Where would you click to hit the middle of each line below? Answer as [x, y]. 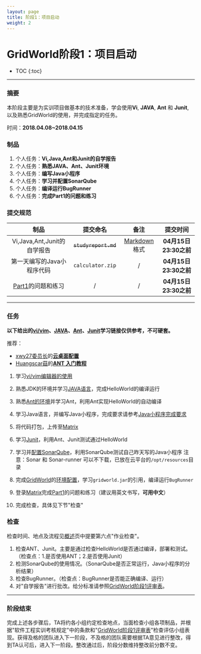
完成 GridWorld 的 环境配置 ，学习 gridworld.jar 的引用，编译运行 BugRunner [104, 479]
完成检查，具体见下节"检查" [49, 505]
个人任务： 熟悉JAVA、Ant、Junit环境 [62, 166]
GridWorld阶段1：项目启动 [72, 54]
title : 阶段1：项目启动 [33, 17]
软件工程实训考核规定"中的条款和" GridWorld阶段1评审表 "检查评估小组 [100, 630]
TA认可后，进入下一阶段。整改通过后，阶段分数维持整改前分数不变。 [96, 645]
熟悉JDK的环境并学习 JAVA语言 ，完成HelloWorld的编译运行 [88, 388]
